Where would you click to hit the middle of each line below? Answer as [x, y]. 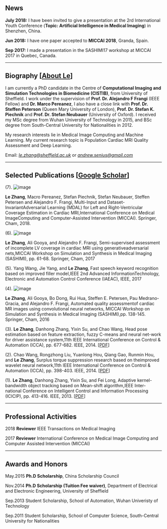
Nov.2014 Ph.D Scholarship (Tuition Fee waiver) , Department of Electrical [81, 486]
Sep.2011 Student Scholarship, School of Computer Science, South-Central [82, 516]
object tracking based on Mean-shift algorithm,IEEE [81, 386]
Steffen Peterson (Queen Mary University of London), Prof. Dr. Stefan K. [80, 109]
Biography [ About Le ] [39, 76]
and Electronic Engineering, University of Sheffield [57, 491]
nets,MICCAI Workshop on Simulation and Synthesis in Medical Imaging [79, 254]
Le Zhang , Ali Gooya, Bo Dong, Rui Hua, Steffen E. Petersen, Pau [71, 298]
